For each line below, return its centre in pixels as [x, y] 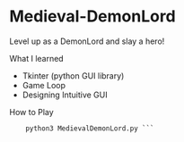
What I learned [37, 58]
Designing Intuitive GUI [65, 95]
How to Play [31, 112]
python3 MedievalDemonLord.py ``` [90, 128]
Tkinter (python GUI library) [73, 75]
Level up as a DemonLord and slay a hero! [87, 41]
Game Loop [44, 85]
